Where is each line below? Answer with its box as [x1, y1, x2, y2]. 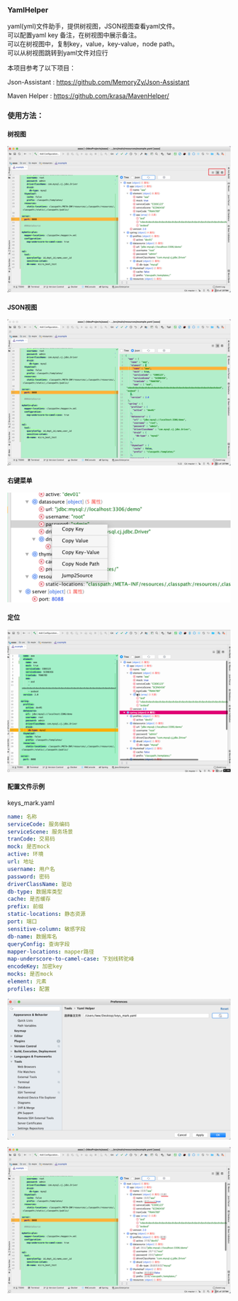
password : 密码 [7, 873, 50, 880]
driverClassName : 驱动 [7, 880, 72, 887]
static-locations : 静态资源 [7, 911, 86, 918]
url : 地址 [7, 858, 34, 865]
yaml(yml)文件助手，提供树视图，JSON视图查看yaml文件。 [7, 22, 179, 31]
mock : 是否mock [7, 843, 50, 851]
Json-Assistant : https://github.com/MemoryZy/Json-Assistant [7, 78, 190, 87]
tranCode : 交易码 [7, 836, 55, 843]
